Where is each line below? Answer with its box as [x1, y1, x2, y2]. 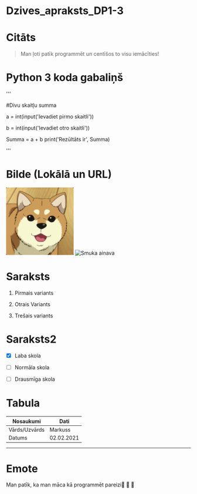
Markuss [49, 426, 71, 433]
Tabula [6, 397, 40, 410]
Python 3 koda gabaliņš [6, 71, 123, 84]
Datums [8, 434, 28, 441]
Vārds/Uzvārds [8, 426, 45, 433]
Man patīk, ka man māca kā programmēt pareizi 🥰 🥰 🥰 [6, 481, 135, 488]
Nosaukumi [12, 418, 41, 425]
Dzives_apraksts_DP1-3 [6, 4, 124, 18]
